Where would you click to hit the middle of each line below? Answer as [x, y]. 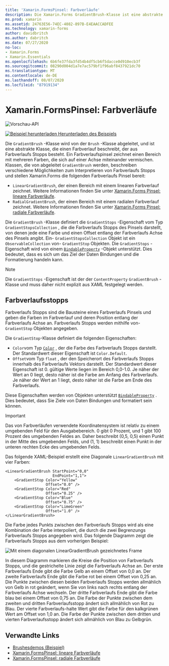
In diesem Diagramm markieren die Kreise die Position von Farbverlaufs [79, 561]
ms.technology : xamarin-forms [37, 29]
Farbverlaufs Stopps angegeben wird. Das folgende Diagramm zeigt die [79, 536]
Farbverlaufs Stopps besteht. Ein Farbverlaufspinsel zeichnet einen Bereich [83, 154]
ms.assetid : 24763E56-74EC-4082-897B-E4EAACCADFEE [59, 24]
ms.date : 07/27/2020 [27, 43]
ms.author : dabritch [27, 38]
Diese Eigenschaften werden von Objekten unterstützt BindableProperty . [81, 395]
